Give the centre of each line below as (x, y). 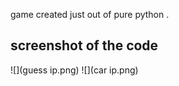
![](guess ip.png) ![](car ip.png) (74, 70)
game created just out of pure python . (90, 14)
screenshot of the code (84, 45)
